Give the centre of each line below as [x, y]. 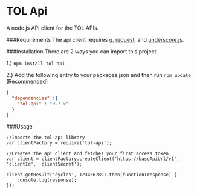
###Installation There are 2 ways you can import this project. [82, 51]
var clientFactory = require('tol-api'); [59, 143]
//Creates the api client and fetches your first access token [88, 154]
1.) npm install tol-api [36, 63]
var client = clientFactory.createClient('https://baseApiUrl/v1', [93, 159]
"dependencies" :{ [35, 98]
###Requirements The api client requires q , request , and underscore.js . [95, 39]
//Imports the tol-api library [46, 138]
